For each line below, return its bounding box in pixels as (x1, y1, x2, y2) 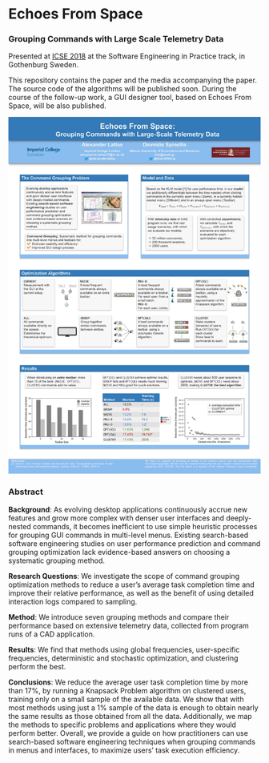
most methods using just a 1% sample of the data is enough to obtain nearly (8, 702, 259, 713)
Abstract (8, 486, 44, 497)
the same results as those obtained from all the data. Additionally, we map (8, 711, 252, 721)
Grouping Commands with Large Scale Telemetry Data (8, 34, 224, 45)
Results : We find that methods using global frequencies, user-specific (8, 645, 240, 654)
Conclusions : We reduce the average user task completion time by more (8, 677, 248, 687)
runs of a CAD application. (8, 629, 95, 639)
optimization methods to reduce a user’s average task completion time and (8, 580, 255, 589)
